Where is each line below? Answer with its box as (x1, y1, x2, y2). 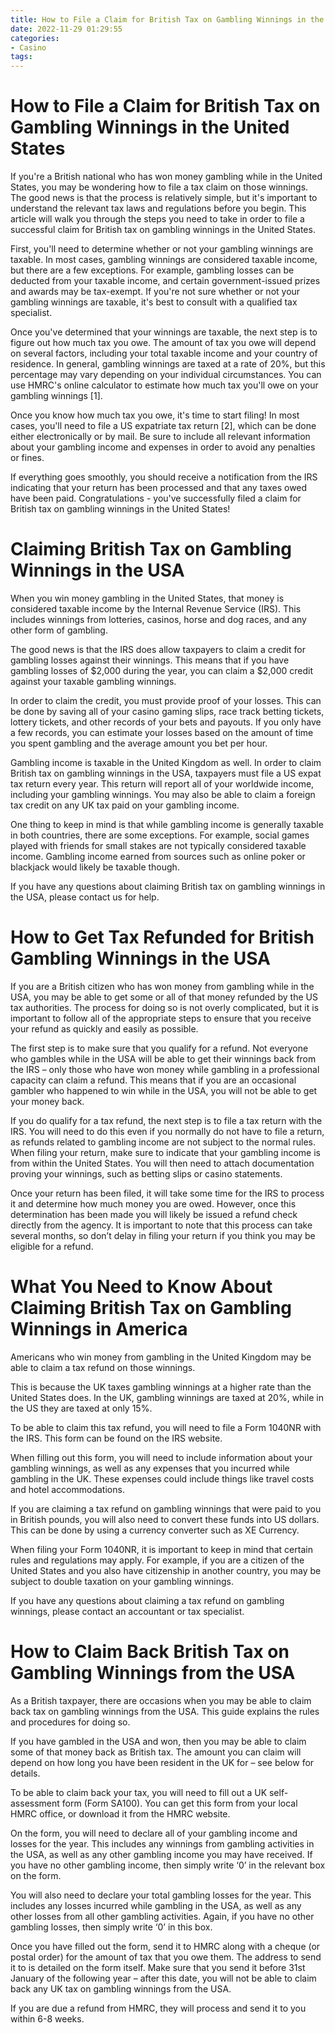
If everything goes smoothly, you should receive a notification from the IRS (10, 471, 318, 483)
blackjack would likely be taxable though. (10, 861, 180, 873)
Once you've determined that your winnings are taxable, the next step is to (10, 326, 318, 338)
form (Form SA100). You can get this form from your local (61, 1797, 298, 1809)
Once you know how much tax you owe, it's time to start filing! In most (10, 409, 300, 421)
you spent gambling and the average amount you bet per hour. (10, 737, 268, 749)
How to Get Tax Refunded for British (10, 926, 315, 949)
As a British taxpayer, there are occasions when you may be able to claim (10, 1694, 312, 1706)
